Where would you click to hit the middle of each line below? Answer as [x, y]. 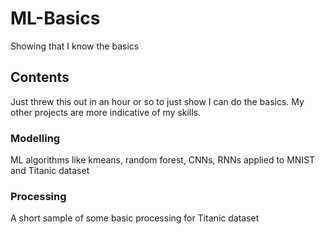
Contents [40, 77]
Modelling [35, 138]
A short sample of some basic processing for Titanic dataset [135, 218]
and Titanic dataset [50, 171]
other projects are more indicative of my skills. [106, 112]
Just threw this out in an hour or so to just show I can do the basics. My [157, 101]
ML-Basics [55, 18]
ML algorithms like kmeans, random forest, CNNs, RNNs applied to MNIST [163, 160]
